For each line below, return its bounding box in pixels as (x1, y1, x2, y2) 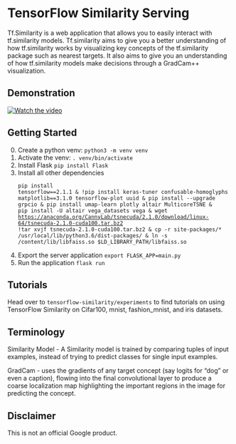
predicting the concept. (7, 389, 76, 398)
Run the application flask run (17, 258, 105, 267)
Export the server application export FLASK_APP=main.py (17, 251, 181, 259)
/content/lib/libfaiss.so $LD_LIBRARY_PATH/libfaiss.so (17, 238, 187, 245)
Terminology (7, 326, 65, 338)
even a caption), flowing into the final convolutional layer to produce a (7, 374, 212, 383)
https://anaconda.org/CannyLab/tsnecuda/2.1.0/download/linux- (17, 213, 210, 220)
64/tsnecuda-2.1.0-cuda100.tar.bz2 (17, 220, 124, 227)
